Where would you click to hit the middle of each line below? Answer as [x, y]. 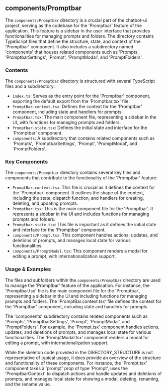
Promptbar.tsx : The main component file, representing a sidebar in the [84, 117]
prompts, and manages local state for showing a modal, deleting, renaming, [83, 379]
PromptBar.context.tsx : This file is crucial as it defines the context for [83, 188]
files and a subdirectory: [30, 86]
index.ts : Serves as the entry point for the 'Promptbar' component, [81, 96]
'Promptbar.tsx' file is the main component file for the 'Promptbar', [73, 290]
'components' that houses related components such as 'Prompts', [73, 52]
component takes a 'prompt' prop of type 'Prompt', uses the [67, 368]
